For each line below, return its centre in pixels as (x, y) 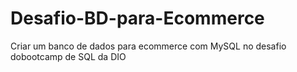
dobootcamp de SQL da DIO (68, 56)
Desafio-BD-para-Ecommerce (137, 18)
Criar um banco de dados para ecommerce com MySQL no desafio (148, 46)
